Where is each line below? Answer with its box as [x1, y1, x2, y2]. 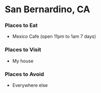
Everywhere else [12, 82, 48, 88]
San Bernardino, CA [5, 4, 90, 15]
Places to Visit [5, 46, 42, 53]
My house [12, 58, 34, 64]
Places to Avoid [5, 71, 45, 78]
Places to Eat [5, 22, 38, 29]
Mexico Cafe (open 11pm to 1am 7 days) [12, 33, 96, 39]
